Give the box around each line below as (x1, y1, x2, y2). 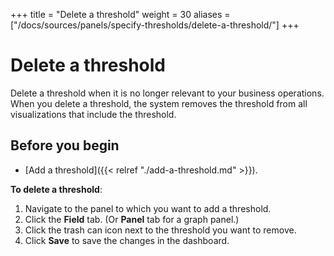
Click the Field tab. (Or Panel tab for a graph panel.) (24, 213, 240, 225)
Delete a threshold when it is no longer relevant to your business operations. (10, 87, 325, 99)
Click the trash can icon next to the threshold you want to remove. (24, 224, 297, 236)
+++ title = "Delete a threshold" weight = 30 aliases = (10, 9, 231, 20)
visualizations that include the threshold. (10, 108, 177, 120)
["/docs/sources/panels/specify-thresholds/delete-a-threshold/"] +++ (10, 19, 300, 31)
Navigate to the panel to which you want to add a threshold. (24, 202, 272, 214)
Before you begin (10, 137, 120, 154)
